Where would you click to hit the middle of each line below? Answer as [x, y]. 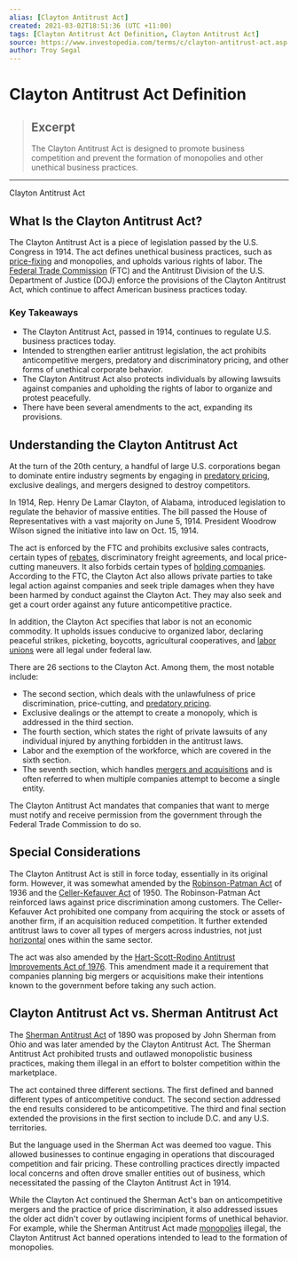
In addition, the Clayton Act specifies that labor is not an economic [131, 622]
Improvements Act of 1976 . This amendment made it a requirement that [139, 966]
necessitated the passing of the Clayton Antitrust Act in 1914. [121, 1182]
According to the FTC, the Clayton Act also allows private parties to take [141, 576]
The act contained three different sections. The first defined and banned [141, 1089]
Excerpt [53, 127]
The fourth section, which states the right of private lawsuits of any [145, 732]
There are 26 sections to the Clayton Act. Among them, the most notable [142, 667]
